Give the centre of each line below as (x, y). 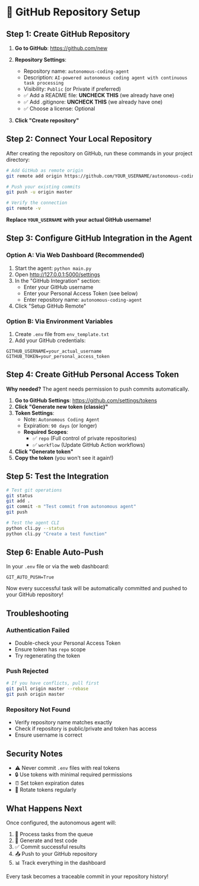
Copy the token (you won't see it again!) (64, 458)
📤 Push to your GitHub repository (56, 854)
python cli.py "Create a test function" (57, 534)
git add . (18, 501)
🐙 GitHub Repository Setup (73, 12)
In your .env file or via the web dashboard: (58, 567)
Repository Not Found (38, 709)
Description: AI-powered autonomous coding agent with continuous (105, 77)
